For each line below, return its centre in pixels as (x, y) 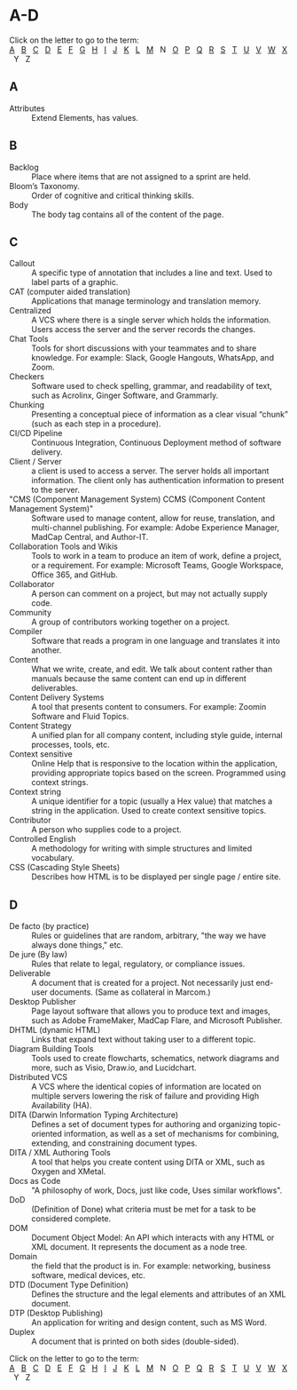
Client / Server (35, 462)
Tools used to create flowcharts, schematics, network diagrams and (155, 1059)
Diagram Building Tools (51, 1049)
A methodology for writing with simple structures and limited (142, 848)
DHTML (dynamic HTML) (55, 1030)
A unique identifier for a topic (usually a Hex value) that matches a (152, 801)
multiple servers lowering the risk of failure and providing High (145, 1096)
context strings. (60, 782)
